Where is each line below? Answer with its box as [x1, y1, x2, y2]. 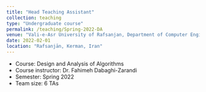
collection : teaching [6, 15, 62, 21]
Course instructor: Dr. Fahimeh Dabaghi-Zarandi [15, 66, 137, 74]
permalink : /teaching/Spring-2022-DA [6, 26, 103, 33]
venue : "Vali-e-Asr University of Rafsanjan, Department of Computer [6, 32, 188, 38]
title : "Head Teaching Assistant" [6, 9, 95, 15]
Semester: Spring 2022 [15, 73, 75, 80]
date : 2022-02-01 [6, 37, 51, 44]
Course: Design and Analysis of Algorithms [15, 59, 124, 67]
